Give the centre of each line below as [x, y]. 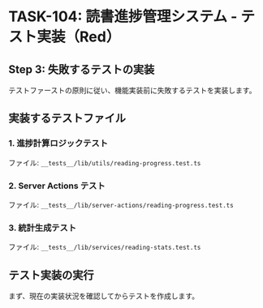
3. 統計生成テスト [43, 228]
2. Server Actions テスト [57, 186]
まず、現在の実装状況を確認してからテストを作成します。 [104, 296]
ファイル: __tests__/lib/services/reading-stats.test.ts [105, 247]
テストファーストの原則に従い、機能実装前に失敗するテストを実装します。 [132, 90]
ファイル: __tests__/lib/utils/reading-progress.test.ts [105, 162]
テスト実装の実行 [51, 275]
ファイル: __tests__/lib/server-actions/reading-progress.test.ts [121, 204]
